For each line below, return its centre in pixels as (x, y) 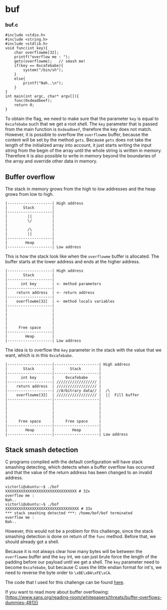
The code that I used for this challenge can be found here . (65, 583)
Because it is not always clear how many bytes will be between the (74, 552)
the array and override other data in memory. (51, 161)
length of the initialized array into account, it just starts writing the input (79, 145)
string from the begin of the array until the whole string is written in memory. (83, 150)
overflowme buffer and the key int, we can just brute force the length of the (81, 557)
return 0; (24, 105)
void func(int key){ (27, 48)
